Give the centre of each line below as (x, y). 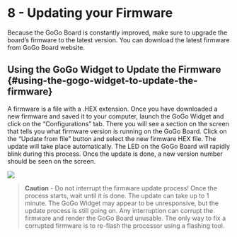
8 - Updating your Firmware (90, 13)
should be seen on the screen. (52, 161)
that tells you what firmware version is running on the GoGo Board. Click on (117, 131)
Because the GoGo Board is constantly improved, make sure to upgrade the (117, 32)
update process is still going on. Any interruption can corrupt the (119, 210)
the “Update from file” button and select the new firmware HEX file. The (112, 138)
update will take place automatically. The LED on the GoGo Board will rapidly (119, 146)
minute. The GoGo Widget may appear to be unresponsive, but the (122, 203)
